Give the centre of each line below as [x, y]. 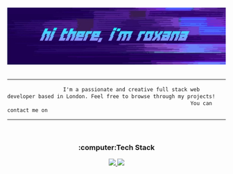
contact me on [28, 110]
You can [201, 103]
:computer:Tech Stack [116, 147]
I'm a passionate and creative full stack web [131, 89]
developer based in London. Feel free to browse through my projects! [111, 96]
